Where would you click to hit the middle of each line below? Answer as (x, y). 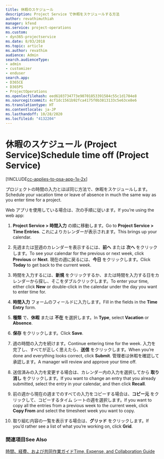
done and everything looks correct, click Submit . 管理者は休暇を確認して (86, 355)
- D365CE (14, 82)
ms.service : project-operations (38, 28)
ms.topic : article (24, 46)
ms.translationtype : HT (30, 105)
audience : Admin (22, 55)
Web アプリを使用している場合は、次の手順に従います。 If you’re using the (80, 210)
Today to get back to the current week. (52, 265)
